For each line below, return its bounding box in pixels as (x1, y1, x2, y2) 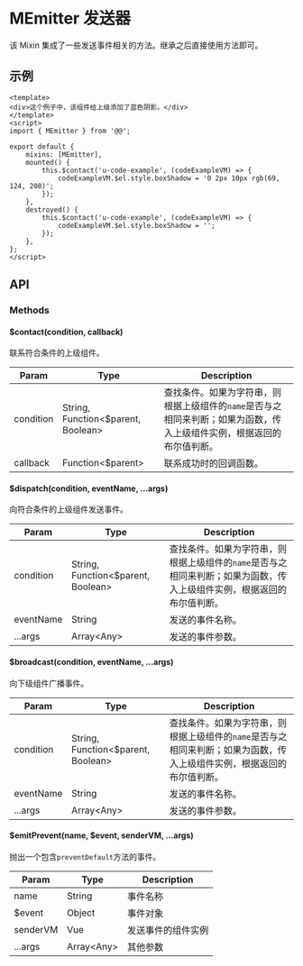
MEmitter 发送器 (9, 8, 131, 29)
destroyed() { (25, 205, 78, 214)
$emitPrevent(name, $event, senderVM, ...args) (9, 830, 194, 841)
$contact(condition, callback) (9, 326, 124, 337)
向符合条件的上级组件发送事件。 (9, 504, 128, 515)
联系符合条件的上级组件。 (9, 348, 105, 359)
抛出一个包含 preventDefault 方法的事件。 (9, 851, 161, 861)
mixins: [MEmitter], (25, 150, 103, 159)
